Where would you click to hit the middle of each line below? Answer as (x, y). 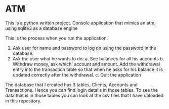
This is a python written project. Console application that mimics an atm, (80, 23)
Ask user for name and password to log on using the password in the (85, 48)
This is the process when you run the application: (57, 38)
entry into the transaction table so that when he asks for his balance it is (88, 69)
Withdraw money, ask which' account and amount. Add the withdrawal (86, 64)
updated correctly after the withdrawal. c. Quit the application (77, 75)
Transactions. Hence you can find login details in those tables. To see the (82, 90)
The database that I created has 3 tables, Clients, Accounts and (72, 85)
